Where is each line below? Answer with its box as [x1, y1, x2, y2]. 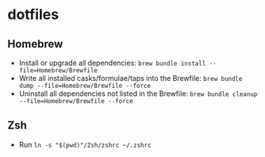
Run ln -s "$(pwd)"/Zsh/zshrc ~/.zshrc [18, 140, 152, 149]
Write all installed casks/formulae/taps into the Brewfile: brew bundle [18, 74, 243, 82]
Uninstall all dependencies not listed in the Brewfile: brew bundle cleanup [18, 89, 258, 98]
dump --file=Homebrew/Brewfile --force [18, 82, 152, 90]
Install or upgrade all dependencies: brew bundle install [18, 58, 206, 67]
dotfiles [7, 6, 60, 24]
